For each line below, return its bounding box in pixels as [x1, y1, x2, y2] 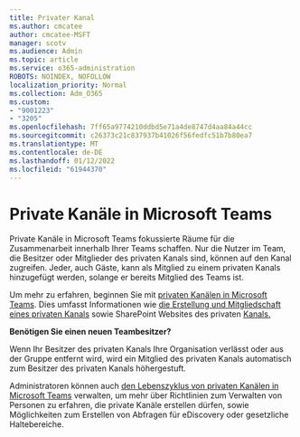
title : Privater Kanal [9, 13, 95, 23]
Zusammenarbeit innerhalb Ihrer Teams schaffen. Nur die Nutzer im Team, [9, 243, 286, 254]
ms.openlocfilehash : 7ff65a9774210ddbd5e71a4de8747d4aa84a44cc [9, 123, 253, 132]
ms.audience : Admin [9, 47, 83, 56]
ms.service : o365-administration [9, 64, 136, 73]
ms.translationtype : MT [9, 139, 99, 148]
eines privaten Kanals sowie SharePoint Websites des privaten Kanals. [9, 309, 271, 319]
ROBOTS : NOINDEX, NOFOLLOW [9, 72, 111, 81]
